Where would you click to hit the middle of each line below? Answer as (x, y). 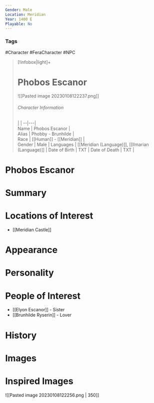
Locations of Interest (49, 216)
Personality (29, 273)
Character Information (40, 108)
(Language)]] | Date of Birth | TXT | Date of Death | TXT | (76, 150)
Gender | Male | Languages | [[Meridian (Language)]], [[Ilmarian (83, 144)
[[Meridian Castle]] (32, 230)
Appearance (31, 250)
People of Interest (43, 296)
